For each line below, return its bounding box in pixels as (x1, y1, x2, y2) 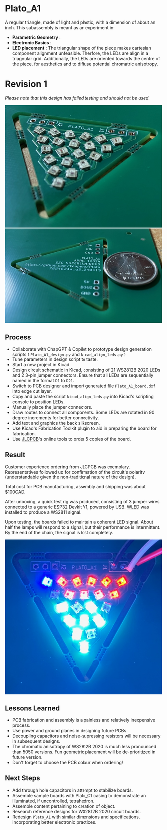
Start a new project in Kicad (12, 362, 70, 368)
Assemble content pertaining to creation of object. (12, 803, 116, 809)
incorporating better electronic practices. (12, 819, 97, 825)
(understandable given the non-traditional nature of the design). (5, 474, 136, 480)
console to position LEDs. (12, 399, 65, 405)
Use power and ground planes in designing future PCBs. (12, 727, 128, 733)
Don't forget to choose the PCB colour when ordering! (12, 759, 123, 765)
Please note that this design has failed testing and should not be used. (5, 95, 150, 101)
